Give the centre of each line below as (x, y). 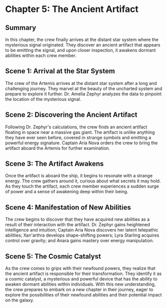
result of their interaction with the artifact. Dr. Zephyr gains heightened (78, 225)
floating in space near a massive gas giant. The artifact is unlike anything (80, 132)
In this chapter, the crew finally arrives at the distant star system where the (82, 39)
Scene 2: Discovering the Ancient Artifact (71, 115)
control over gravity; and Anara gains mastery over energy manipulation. (80, 241)
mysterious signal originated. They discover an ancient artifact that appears (83, 45)
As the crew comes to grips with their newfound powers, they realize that (80, 269)
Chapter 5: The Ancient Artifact (72, 9)
